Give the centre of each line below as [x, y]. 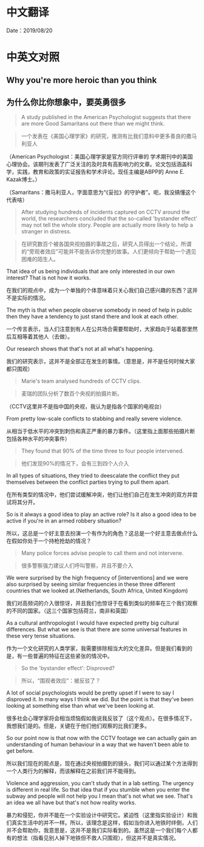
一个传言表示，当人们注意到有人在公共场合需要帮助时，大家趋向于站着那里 [99, 329]
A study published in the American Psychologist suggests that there [106, 117]
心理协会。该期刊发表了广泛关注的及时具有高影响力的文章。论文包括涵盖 [97, 164]
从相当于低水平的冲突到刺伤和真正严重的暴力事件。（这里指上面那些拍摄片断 [101, 431]
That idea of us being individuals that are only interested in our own [90, 272]
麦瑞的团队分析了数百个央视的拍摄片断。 [72, 394]
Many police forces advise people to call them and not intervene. [102, 553]
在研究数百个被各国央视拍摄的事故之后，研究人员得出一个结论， [101, 244]
